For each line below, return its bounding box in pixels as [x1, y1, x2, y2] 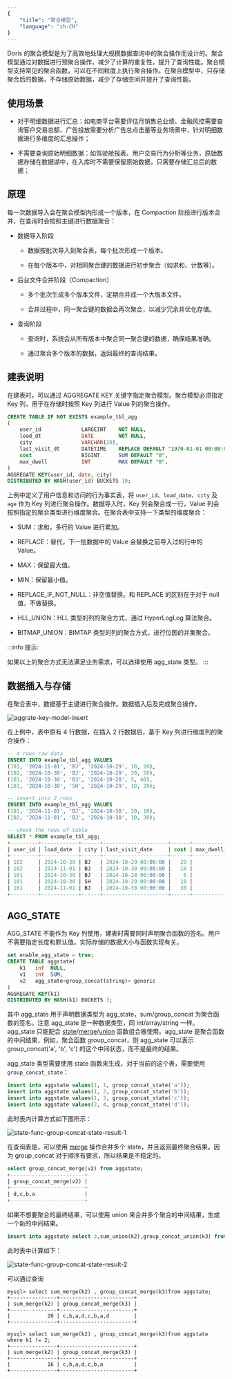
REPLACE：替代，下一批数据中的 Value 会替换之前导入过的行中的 [17, 537, 203, 546]
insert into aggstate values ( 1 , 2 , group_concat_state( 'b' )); [7, 1089, 190, 1095]
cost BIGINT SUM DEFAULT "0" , [19, 452, 168, 459]
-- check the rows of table [7, 826, 88, 833]
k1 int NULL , [19, 965, 67, 972]
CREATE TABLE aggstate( [7, 959, 76, 965]
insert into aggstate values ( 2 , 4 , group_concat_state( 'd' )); [7, 1101, 190, 1108]
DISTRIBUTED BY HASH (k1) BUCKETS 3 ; [7, 997, 113, 1003]
